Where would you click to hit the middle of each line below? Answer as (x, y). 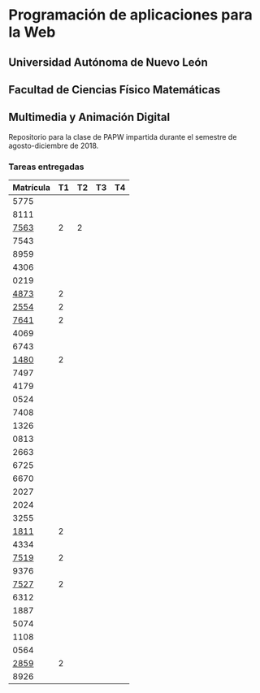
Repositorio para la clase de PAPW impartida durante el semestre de (123, 136)
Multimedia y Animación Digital (89, 117)
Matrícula (31, 188)
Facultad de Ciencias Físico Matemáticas (115, 90)
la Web (32, 32)
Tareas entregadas (46, 167)
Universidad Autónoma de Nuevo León (108, 62)
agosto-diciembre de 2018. (54, 145)
